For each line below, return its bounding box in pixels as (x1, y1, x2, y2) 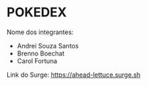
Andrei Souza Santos (16, 41, 79, 50)
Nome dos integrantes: (6, 28, 74, 36)
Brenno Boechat (16, 49, 65, 58)
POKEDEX (6, 4, 67, 21)
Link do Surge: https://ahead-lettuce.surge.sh (6, 70, 141, 79)
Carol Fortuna (16, 56, 58, 65)
